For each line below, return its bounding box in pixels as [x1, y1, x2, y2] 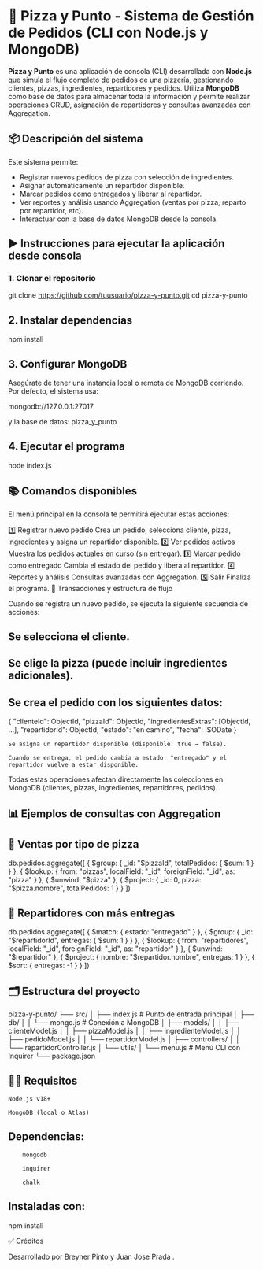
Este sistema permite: [8, 157, 79, 166]
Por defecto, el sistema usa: [8, 387, 98, 396]
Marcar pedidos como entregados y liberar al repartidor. [19, 189, 202, 198]
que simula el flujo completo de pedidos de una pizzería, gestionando [8, 75, 234, 84]
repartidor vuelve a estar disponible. [8, 761, 139, 769]
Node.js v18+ [8, 1094, 51, 1103]
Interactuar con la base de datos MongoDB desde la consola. [19, 214, 218, 224]
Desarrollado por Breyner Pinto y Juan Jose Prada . [8, 1252, 175, 1261]
